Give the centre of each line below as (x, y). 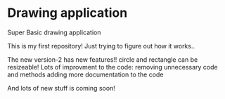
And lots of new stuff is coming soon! (62, 88)
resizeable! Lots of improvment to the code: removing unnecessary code (112, 67)
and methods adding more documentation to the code (85, 74)
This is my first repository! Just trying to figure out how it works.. (101, 46)
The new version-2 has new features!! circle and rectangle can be (103, 59)
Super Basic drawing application (54, 32)
